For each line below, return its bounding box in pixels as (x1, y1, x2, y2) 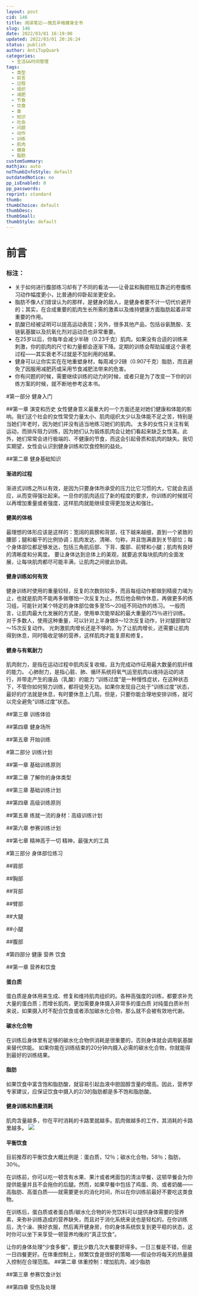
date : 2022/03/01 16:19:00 (6, 31, 73, 37)
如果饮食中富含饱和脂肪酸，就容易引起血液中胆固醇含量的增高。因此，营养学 (6, 1080, 193, 1087)
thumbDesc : (6, 208, 33, 214)
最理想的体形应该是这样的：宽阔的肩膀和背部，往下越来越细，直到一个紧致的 (6, 528, 193, 535)
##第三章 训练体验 (6, 711, 51, 718)
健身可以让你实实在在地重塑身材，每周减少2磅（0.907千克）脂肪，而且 (14, 358, 188, 365)
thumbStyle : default (6, 219, 57, 225)
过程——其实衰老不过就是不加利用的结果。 (14, 350, 119, 357)
